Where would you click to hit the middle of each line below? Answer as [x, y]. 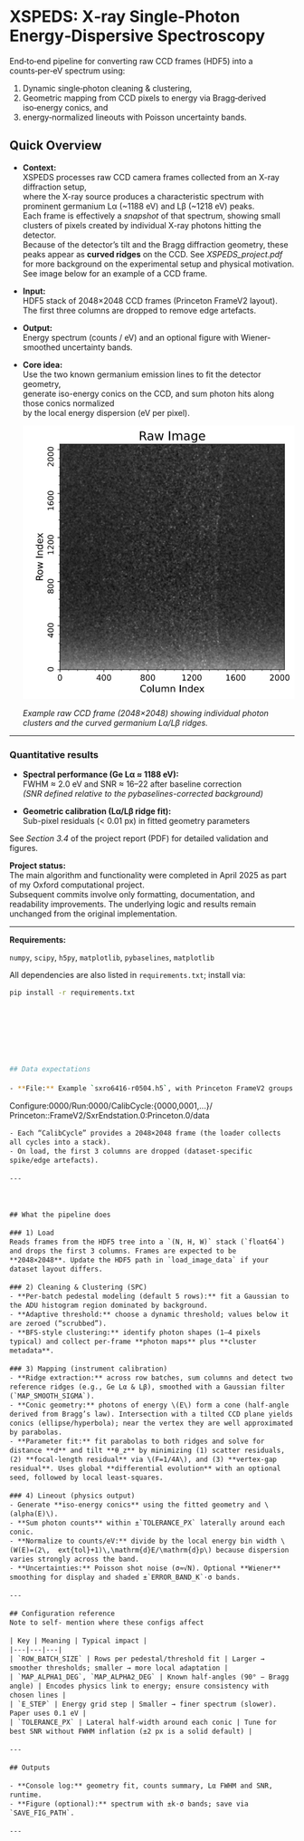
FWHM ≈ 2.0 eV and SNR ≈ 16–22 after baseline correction [132, 784]
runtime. [26, 1795]
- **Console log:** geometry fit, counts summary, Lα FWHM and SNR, [141, 1786]
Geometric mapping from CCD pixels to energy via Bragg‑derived [144, 98]
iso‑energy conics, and [65, 107]
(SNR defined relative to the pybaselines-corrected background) [143, 794]
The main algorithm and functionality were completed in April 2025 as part [148, 876]
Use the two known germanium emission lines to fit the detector [142, 374]
